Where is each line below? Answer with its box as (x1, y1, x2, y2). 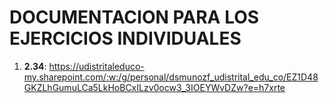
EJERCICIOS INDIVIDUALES (9, 27, 242, 50)
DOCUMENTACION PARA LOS (9, 6, 260, 29)
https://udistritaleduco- (48, 60, 145, 72)
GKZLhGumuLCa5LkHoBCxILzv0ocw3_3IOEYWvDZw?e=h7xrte (23, 81, 286, 93)
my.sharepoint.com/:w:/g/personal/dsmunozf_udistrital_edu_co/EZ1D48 (23, 71, 319, 83)
